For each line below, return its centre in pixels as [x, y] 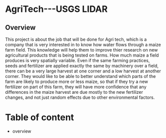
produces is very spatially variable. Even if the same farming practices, [78, 60]
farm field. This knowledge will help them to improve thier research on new [82, 50]
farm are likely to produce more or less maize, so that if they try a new [77, 81]
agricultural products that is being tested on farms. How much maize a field [82, 55]
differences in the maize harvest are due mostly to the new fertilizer [74, 92]
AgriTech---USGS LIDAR [56, 9]
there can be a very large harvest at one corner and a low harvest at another [83, 71]
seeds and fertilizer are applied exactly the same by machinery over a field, [82, 66]
